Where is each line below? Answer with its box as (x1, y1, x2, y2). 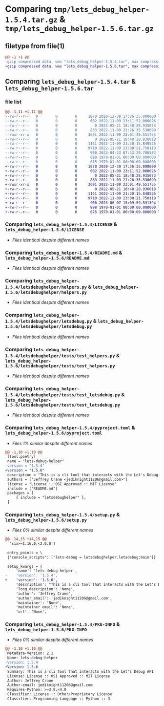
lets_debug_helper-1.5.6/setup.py (5, 517, 87, 523)
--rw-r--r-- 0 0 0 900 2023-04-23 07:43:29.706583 (5, 150, 156, 155)
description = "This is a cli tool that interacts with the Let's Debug (7, 472, 159, 477)
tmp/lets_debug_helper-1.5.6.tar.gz (5, 24, 154, 34)
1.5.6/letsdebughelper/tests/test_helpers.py (5, 363, 116, 368)
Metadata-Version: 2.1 (7, 651, 54, 656)
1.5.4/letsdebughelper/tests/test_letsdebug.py (5, 392, 121, 398)
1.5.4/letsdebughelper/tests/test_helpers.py (5, 353, 116, 359)
